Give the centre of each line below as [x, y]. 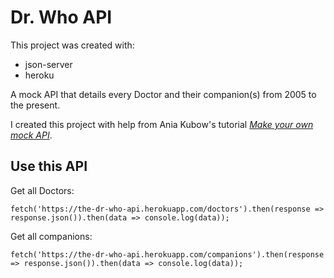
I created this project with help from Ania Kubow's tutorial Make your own [162, 124]
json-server [48, 64]
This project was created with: [72, 45]
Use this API [49, 166]
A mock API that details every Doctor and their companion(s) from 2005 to [163, 94]
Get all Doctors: [42, 190]
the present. [35, 105]
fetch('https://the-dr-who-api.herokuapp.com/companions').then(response [167, 254]
